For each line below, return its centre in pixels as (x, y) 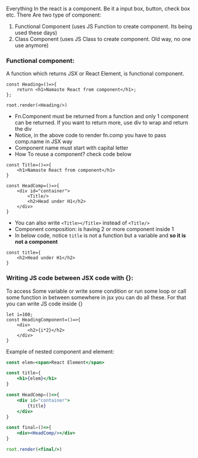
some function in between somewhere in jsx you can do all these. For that (96, 297)
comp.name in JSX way (44, 141)
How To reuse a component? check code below (73, 154)
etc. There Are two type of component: (54, 15)
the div (23, 129)
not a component (36, 242)
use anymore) (32, 45)
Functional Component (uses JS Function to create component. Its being (103, 26)
